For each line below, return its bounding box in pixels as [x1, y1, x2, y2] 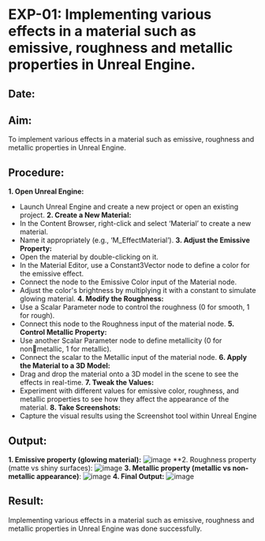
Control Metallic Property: [19, 328, 107, 337]
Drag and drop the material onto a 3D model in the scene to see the [19, 369, 239, 379]
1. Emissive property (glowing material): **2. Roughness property [8, 455, 256, 465]
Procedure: [8, 165, 65, 179]
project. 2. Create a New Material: [19, 210, 132, 220]
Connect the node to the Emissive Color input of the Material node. [19, 277, 237, 287]
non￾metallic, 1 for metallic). [19, 344, 112, 354]
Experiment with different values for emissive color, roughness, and [19, 386, 239, 395]
